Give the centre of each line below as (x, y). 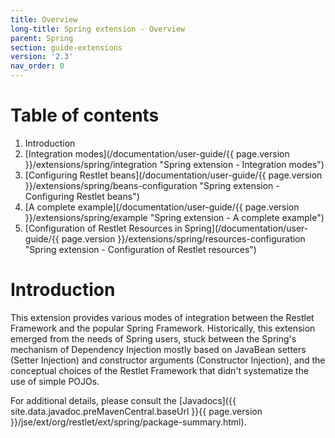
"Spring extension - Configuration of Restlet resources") (140, 249)
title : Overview (44, 19)
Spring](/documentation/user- (246, 228)
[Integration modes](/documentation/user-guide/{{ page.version (157, 153)
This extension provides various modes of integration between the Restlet (162, 317)
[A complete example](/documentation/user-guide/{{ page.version (162, 207)
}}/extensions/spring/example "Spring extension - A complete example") (174, 217)
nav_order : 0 (37, 66)
